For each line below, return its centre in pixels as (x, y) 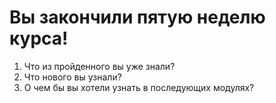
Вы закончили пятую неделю (137, 17)
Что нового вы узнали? (72, 77)
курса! (39, 38)
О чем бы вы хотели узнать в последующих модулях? (139, 87)
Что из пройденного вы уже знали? (99, 66)
